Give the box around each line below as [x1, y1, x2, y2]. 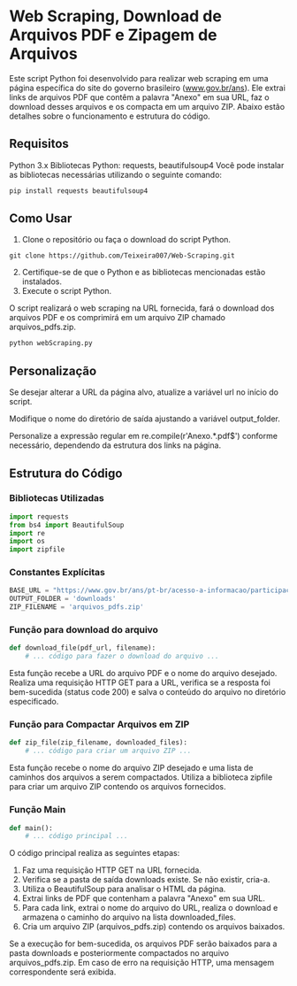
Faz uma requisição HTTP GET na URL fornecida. [21, 865, 202, 875]
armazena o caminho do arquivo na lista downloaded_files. [21, 912, 237, 922]
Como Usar [9, 211, 72, 227]
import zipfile [9, 545, 65, 554]
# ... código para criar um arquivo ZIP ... [25, 746, 192, 756]
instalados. [21, 276, 62, 287]
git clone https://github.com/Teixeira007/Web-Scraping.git [9, 251, 236, 260]
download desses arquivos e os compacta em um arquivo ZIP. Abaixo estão [9, 101, 286, 112]
